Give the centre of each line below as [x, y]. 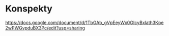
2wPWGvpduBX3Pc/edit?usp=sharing [45, 27]
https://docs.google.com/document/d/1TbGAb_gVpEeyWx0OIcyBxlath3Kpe [84, 22]
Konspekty [29, 9]
